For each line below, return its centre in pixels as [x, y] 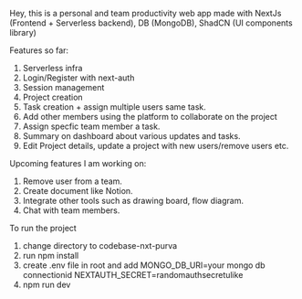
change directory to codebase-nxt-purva [100, 246]
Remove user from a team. [73, 181]
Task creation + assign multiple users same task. [115, 107]
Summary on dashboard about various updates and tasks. [131, 136]
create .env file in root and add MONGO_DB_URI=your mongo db [144, 265]
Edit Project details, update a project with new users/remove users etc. [156, 146]
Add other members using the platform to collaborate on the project [150, 117]
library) [23, 32]
